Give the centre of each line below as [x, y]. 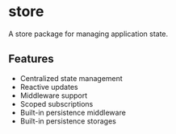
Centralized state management [71, 78]
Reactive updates [49, 87]
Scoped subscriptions [57, 104]
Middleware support [54, 95]
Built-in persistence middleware [73, 112]
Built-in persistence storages [68, 121]
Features [31, 59]
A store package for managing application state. [88, 34]
